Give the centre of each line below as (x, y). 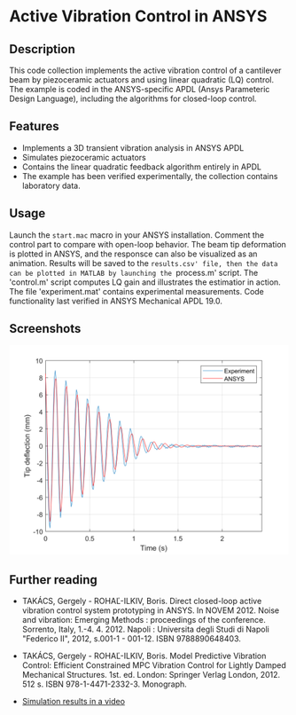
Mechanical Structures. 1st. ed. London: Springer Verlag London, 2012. (151, 675)
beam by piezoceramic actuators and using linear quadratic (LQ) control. (142, 80)
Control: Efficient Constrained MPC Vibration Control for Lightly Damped (154, 665)
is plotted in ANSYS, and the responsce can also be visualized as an (133, 254)
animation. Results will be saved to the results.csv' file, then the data (144, 263)
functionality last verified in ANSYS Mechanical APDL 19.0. (116, 301)
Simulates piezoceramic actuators (84, 157)
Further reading (53, 580)
